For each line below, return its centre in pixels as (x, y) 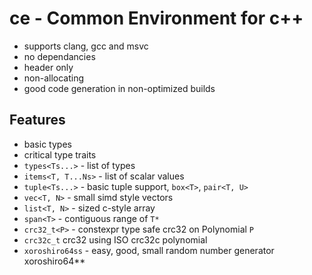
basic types (47, 144)
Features (37, 120)
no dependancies (59, 56)
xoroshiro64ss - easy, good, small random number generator (149, 250)
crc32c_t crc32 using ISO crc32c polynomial (115, 239)
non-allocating (54, 78)
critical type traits (60, 154)
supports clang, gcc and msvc (86, 46)
